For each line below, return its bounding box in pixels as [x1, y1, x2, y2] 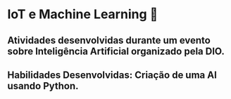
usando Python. [7, 80, 79, 92]
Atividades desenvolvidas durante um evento [7, 34, 211, 46]
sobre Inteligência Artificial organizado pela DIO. [7, 45, 225, 57]
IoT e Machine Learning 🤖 [7, 6, 158, 22]
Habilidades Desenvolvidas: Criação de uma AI [7, 69, 217, 81]
